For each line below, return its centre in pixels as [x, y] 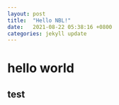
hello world [41, 68]
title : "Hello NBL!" [39, 20]
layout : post [27, 14]
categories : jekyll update [47, 33]
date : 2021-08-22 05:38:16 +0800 [60, 27]
